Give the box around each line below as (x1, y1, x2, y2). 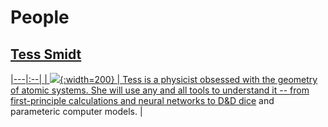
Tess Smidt (10, 46, 82, 63)
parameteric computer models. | (10, 106, 143, 117)
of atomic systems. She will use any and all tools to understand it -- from (10, 84, 310, 96)
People (10, 6, 70, 29)
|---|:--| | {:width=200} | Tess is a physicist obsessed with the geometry (10, 74, 318, 85)
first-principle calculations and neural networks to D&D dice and (10, 95, 275, 106)
